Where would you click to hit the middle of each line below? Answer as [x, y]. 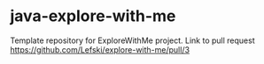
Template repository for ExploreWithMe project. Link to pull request [132, 40]
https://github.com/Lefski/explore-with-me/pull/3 [100, 49]
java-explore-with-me [93, 16]
